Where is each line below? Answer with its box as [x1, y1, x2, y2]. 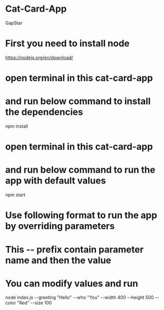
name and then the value [5, 255, 111, 266]
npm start [5, 192, 26, 198]
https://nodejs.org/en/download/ [5, 54, 73, 60]
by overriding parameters [5, 221, 115, 232]
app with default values [5, 175, 106, 187]
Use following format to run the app [5, 209, 157, 221]
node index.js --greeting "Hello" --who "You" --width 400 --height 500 [5, 294, 154, 300]
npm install [5, 123, 28, 129]
